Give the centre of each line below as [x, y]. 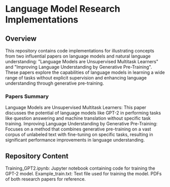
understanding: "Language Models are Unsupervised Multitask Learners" [82, 61]
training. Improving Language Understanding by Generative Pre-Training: [81, 124]
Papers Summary [27, 96]
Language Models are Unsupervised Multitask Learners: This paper [76, 108]
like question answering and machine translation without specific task [78, 118]
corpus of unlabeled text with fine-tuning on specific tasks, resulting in [79, 135]
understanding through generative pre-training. [55, 83]
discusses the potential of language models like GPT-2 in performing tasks [83, 113]
